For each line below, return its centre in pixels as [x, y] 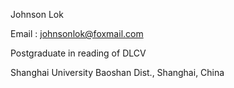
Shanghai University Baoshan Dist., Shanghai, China [117, 72]
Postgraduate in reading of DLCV [78, 53]
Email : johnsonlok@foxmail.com [77, 33]
